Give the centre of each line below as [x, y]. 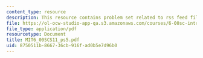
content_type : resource [36, 12]
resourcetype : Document [36, 34]
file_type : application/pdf [42, 29]
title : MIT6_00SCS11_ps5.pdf [43, 40]
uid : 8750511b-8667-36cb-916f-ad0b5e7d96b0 [62, 46]
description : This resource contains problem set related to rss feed [97, 18]
